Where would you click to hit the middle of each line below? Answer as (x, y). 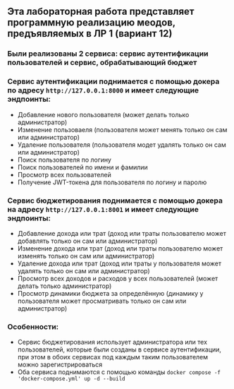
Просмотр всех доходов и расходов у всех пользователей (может (118, 278)
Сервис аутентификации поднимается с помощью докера (113, 82)
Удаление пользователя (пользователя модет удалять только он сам (122, 145)
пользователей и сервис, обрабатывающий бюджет (102, 63)
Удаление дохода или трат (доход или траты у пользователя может (119, 263)
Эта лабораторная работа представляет (101, 12)
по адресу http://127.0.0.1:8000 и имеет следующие (103, 90)
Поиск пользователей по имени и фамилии (82, 167)
